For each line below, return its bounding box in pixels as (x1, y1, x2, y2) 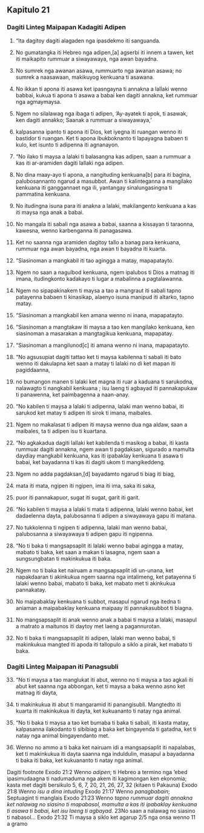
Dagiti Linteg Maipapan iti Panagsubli (7, 662, 119, 671)
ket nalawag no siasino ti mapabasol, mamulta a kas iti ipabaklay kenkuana (7, 800, 197, 807)
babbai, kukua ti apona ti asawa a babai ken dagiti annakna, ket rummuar (15, 91, 198, 99)
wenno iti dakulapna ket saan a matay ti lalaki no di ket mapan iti (15, 360, 176, 367)
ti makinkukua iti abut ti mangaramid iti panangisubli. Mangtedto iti (15, 701, 181, 708)
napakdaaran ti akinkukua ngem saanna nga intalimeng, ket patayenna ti (15, 573, 196, 580)
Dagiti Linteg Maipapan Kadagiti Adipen (7, 23, 127, 32)
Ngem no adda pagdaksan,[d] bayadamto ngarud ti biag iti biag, (15, 470, 176, 478)
